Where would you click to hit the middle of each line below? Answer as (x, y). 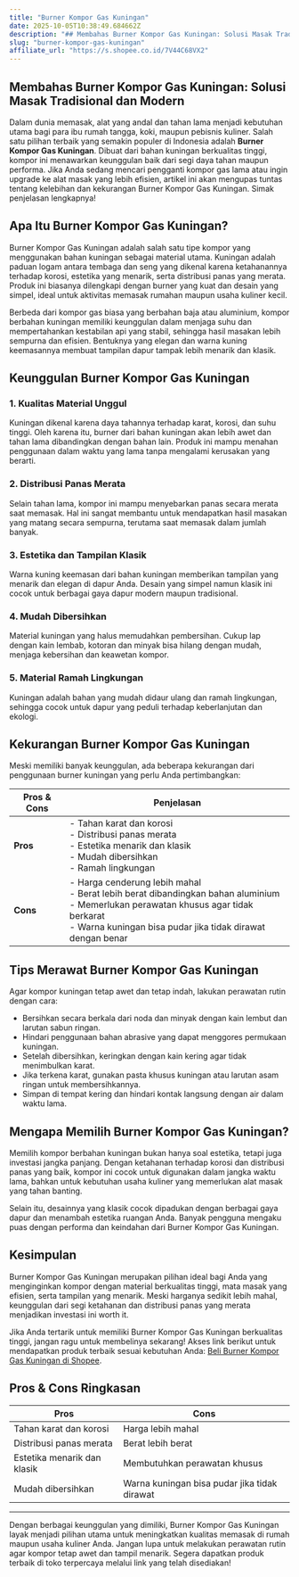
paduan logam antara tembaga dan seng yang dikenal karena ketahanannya (148, 266)
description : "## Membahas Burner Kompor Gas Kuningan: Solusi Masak (141, 34)
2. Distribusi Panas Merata (68, 484)
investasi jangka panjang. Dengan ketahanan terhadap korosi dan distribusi (147, 1163)
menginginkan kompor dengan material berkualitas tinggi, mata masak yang (148, 1286)
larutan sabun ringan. (61, 1028)
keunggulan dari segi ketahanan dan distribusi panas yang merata (130, 1305)
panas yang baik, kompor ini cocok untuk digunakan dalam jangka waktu (142, 1172)
